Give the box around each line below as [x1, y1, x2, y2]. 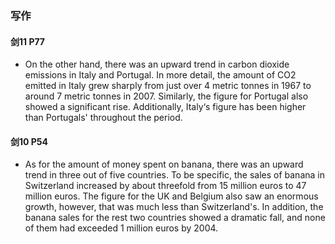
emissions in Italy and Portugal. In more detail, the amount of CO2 [24, 69, 297, 81]
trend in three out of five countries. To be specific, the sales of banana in [24, 169, 325, 181]
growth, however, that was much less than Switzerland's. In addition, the [24, 201, 324, 213]
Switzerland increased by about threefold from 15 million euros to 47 [24, 180, 307, 192]
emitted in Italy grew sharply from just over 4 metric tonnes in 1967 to [24, 80, 312, 92]
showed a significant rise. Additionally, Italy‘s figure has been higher [24, 101, 307, 113]
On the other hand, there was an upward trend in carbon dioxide [24, 58, 290, 71]
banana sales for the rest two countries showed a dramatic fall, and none [24, 212, 326, 224]
